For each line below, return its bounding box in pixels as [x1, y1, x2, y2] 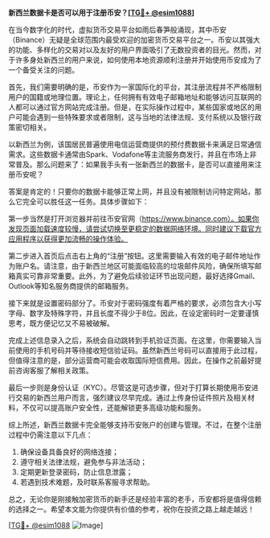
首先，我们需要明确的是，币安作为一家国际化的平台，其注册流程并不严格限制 [8, 82, 262, 92]
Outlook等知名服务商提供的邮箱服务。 [8, 281, 133, 290]
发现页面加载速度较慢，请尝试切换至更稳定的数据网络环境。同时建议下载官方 [8, 224, 262, 233]
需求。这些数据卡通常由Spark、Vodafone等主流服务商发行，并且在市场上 [8, 150, 251, 159]
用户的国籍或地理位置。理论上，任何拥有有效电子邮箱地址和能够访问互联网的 [8, 92, 262, 101]
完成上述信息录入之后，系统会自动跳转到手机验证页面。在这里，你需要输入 [8, 335, 255, 345]
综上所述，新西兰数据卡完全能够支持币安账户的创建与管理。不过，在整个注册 [8, 420, 262, 429]
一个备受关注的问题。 [8, 65, 79, 75]
